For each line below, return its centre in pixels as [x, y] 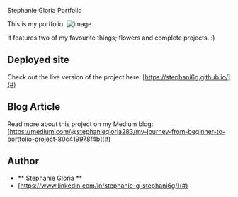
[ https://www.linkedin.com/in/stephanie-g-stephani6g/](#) [103, 186]
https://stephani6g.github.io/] [188, 77]
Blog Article [34, 107]
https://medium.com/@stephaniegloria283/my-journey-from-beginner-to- [117, 131]
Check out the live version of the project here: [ [76, 77]
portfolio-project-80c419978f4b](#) [59, 139]
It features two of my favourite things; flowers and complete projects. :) [111, 38]
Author [23, 161]
